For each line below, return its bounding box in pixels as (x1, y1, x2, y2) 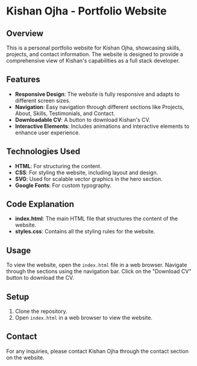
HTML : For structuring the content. (14, 162, 102, 169)
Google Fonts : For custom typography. (14, 181, 112, 189)
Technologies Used (6, 147, 80, 157)
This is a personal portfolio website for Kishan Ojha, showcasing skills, (6, 44, 181, 51)
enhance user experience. (14, 128, 80, 136)
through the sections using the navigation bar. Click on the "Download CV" (6, 268, 192, 275)
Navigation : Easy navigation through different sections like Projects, (14, 103, 184, 110)
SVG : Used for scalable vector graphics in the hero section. (14, 175, 163, 182)
